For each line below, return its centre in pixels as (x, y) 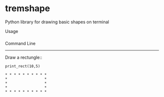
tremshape (28, 8)
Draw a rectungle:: (24, 57)
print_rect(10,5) (23, 66)
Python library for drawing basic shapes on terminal (57, 22)
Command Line (20, 44)
